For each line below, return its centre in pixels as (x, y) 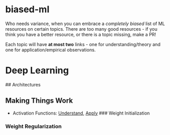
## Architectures (23, 84)
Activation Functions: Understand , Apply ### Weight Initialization (81, 113)
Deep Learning (37, 71)
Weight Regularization (34, 126)
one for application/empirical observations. (51, 50)
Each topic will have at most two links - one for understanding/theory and (83, 44)
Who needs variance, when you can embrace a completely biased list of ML (85, 24)
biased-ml (27, 9)
